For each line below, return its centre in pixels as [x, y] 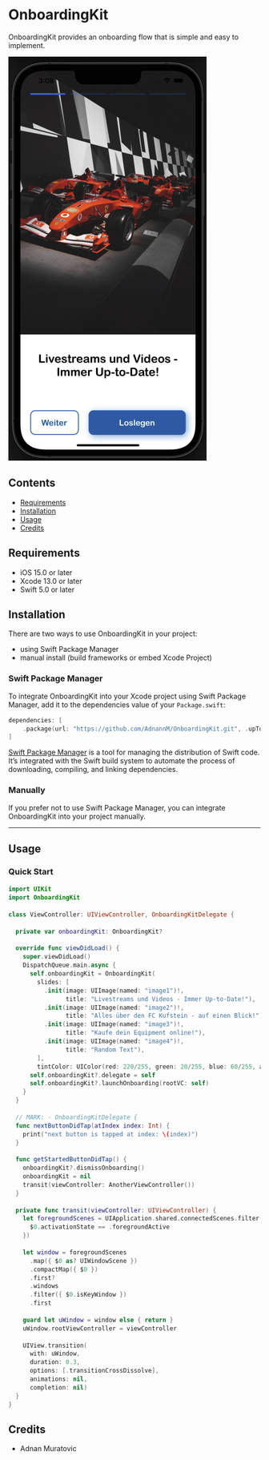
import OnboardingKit [44, 898]
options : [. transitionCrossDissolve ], [94, 1371]
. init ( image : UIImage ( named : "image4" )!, [114, 1042]
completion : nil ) [58, 1387]
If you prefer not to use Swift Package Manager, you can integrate [117, 807]
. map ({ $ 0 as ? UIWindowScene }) [83, 1261]
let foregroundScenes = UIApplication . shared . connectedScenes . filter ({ [145, 1219]
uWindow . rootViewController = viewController [100, 1328]
